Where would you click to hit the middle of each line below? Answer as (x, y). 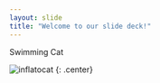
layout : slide (36, 18)
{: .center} (74, 69)
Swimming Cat (37, 51)
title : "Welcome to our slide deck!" (80, 26)
